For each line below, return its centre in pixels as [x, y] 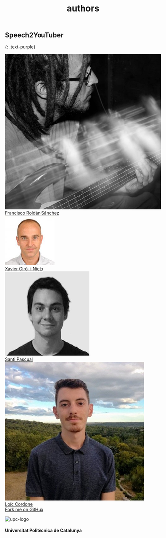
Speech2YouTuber [34, 35]
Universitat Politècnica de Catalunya [43, 530]
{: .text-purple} [20, 47]
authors [83, 9]
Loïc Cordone [19, 504]
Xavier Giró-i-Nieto [24, 269]
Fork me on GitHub [24, 509]
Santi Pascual [19, 359]
